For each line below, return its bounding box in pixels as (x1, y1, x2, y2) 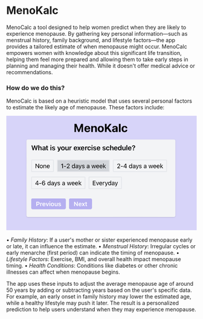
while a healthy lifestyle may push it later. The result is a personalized (6, 300, 179, 307)
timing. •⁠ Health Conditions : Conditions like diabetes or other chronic (6, 262, 178, 269)
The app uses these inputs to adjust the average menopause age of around (6, 280, 194, 288)
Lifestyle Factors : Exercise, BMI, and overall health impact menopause (6, 256, 181, 263)
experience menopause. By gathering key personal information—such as (6, 30, 188, 37)
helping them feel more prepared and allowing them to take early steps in (6, 56, 188, 63)
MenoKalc (6, 4, 59, 18)
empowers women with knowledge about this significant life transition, (6, 49, 182, 56)
